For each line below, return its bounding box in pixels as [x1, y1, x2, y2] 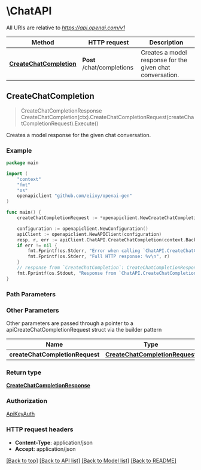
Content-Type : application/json [14, 439, 93, 446]
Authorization [6, 397, 48, 405]
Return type [6, 368, 42, 377]
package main [6, 160, 39, 166]
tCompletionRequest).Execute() [20, 120, 99, 127]
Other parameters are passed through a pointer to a [6, 319, 133, 327]
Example [6, 146, 32, 154]
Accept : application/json [14, 445, 76, 453]
